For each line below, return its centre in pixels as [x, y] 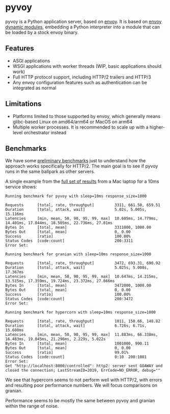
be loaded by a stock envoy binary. [42, 32]
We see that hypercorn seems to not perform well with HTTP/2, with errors [84, 380]
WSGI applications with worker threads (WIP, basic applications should [87, 66]
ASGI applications [31, 61]
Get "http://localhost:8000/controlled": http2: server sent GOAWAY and [84, 366]
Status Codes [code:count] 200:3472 [69, 299]
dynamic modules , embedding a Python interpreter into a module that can [83, 27]
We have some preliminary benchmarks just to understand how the [76, 161]
